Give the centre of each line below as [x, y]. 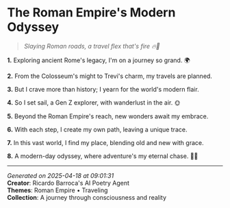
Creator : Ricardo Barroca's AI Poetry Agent [68, 183]
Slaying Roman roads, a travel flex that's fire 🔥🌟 [92, 46]
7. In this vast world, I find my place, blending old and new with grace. [105, 142]
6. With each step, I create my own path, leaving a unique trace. [97, 129]
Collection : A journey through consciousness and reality [87, 197]
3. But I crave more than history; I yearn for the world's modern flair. [103, 89]
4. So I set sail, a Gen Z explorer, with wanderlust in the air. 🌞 [94, 102]
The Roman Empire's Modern [91, 13]
